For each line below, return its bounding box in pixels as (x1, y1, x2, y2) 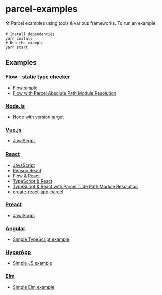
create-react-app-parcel (12, 189, 64, 195)
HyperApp (5, 249, 31, 256)
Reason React (12, 167, 42, 173)
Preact (5, 201, 22, 208)
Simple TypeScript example (12, 236, 69, 242)
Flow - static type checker (5, 73, 70, 80)
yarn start (5, 45, 28, 50)
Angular (5, 225, 26, 232)
